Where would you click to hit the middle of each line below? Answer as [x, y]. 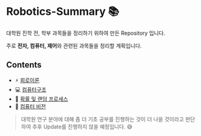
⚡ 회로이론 [27, 80]
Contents [24, 65]
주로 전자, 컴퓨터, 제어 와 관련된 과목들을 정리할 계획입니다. [74, 46]
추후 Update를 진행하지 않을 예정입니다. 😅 [82, 126]
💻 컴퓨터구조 [31, 89]
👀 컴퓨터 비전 [30, 106]
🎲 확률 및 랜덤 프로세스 [41, 99]
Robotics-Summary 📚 [63, 12]
